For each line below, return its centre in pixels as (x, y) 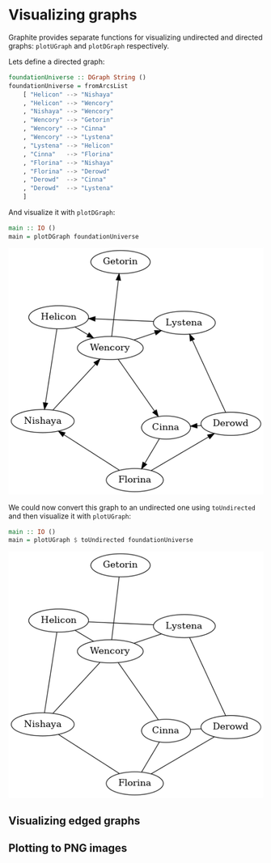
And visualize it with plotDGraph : (62, 213)
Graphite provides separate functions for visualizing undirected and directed (135, 37)
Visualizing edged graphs (74, 821)
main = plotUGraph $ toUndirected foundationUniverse (101, 540)
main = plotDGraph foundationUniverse (74, 236)
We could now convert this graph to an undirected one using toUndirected (132, 507)
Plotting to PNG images (68, 848)
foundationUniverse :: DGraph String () (78, 77)
